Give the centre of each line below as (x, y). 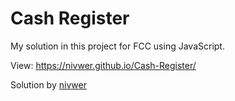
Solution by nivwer (48, 84)
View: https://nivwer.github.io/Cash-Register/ (103, 65)
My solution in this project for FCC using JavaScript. (117, 46)
